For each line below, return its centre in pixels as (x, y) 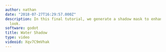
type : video (17, 38)
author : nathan (21, 10)
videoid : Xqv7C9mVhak (27, 42)
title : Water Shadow (26, 33)
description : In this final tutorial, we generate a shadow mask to (77, 19)
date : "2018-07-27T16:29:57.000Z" (41, 14)
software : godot (22, 28)
